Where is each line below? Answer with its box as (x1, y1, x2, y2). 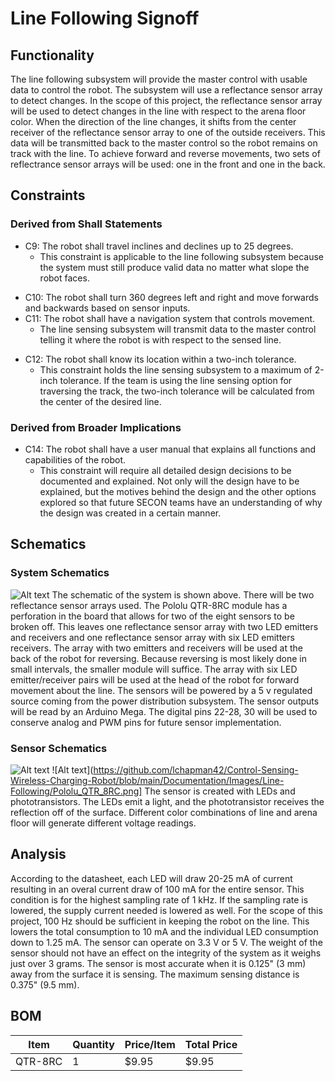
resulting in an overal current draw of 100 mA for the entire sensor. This (10, 883, 305, 895)
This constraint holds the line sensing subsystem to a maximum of (39, 363, 313, 376)
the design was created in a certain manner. (39, 507, 222, 519)
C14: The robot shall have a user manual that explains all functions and (24, 443, 317, 455)
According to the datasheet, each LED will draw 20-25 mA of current (10, 872, 293, 884)
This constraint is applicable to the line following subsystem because (39, 250, 325, 262)
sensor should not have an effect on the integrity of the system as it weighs (10, 947, 322, 959)
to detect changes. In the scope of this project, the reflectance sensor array (10, 95, 323, 106)
